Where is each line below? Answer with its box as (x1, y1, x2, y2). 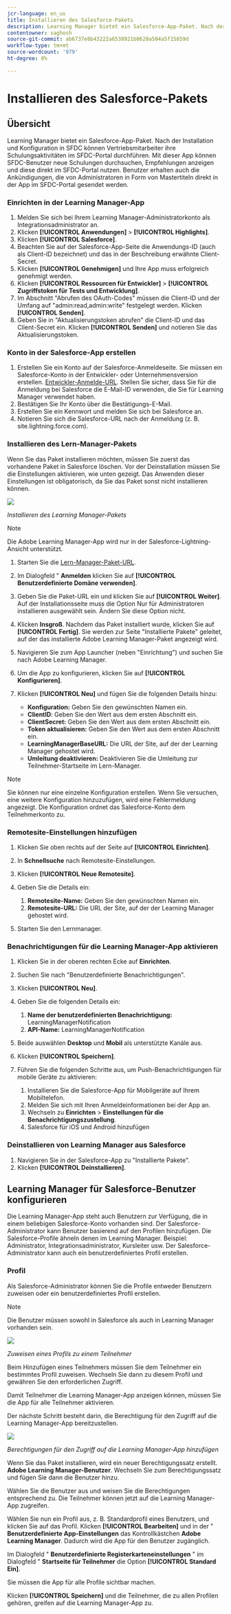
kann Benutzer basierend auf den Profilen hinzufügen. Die (47, 1227, 212, 1235)
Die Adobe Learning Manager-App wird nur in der (7, 537, 148, 546)
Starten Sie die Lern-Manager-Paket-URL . (16, 558, 136, 566)
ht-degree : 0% (7, 55, 48, 62)
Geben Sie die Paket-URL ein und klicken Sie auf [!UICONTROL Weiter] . (16, 592, 221, 600)
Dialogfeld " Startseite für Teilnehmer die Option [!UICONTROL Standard (7, 1557, 217, 1566)
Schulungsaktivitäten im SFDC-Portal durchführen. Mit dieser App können (7, 151, 217, 159)
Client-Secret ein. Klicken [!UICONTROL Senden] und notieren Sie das (16, 323, 218, 332)
